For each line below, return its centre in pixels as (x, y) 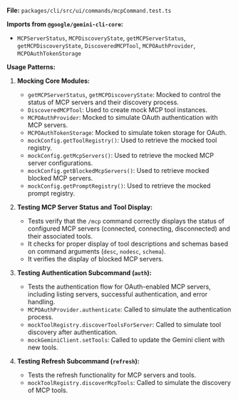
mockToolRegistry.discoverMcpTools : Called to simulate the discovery (129, 382)
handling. (41, 302)
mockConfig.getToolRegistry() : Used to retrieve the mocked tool (122, 140)
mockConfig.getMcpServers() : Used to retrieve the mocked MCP (121, 155)
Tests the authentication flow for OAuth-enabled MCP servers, (119, 286)
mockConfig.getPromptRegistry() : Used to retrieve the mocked (119, 186)
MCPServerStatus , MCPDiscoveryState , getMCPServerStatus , (101, 38)
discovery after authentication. (73, 332)
